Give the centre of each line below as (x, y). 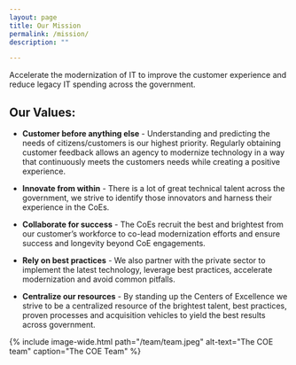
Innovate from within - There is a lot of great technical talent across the (153, 189)
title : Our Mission (45, 26)
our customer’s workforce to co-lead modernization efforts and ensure (151, 234)
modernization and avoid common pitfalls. (98, 279)
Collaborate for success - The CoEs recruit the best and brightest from (152, 225)
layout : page (33, 17)
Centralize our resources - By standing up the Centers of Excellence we (155, 297)
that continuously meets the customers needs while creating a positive (151, 162)
